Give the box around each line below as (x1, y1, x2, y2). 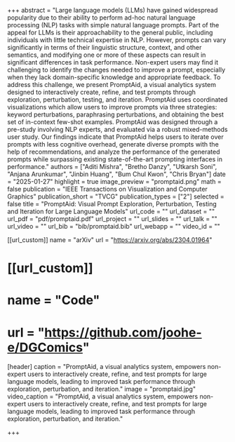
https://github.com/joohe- (44, 324, 202, 340)
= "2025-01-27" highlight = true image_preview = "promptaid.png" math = (7, 178, 222, 185)
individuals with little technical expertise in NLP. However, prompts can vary (7, 36, 227, 44)
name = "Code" (7, 293, 100, 308)
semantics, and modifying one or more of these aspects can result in (7, 51, 206, 59)
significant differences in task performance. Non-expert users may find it (7, 58, 219, 66)
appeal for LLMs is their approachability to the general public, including (7, 28, 213, 36)
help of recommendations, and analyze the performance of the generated (7, 147, 220, 156)
